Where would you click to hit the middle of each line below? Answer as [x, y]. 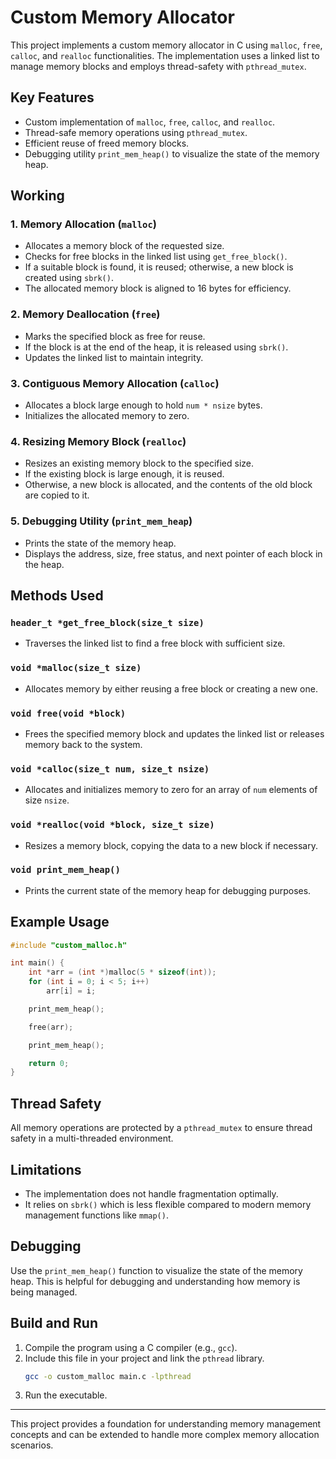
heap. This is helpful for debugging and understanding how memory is [155, 1281]
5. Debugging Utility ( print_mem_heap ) [101, 521]
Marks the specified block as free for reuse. [115, 336]
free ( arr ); [51, 1027]
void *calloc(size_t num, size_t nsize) [110, 769]
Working [37, 196]
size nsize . [47, 800]
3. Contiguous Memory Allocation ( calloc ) [115, 383]
